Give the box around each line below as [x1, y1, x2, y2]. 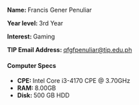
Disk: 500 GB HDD [16, 91, 70, 100]
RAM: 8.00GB [16, 84, 56, 92]
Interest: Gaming [7, 32, 55, 40]
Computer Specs [7, 61, 57, 69]
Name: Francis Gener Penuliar [7, 6, 92, 14]
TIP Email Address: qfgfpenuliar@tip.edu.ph [7, 46, 132, 54]
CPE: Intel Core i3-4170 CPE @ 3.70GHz [16, 77, 131, 85]
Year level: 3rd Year [7, 19, 64, 27]
